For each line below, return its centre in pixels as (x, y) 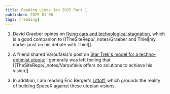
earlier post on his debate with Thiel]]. (53, 45)
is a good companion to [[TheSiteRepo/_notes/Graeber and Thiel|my (84, 39)
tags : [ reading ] (22, 19)
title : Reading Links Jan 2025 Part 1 (46, 10)
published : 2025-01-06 (29, 15)
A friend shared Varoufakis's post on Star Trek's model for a (75, 54)
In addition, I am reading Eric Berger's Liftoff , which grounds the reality (87, 81)
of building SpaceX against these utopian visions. (64, 86)
